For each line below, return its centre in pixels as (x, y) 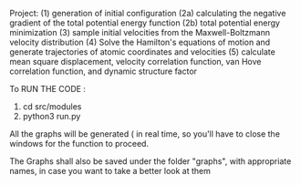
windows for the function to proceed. (79, 144)
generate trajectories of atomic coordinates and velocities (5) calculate (142, 52)
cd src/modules (52, 107)
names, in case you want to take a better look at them (110, 171)
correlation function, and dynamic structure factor (104, 71)
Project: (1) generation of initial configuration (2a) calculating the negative (148, 13)
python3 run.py (52, 116)
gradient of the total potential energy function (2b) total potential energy (145, 23)
